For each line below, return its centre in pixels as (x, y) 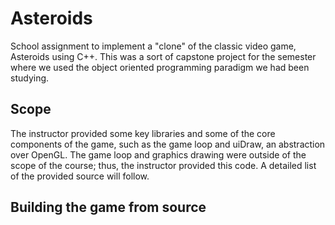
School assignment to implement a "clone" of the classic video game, (153, 46)
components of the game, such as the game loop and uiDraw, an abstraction (168, 144)
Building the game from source (108, 207)
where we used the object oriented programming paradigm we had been (160, 67)
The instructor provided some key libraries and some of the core (143, 133)
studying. (30, 78)
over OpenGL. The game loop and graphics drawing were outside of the (158, 154)
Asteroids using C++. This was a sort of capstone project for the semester (163, 56)
